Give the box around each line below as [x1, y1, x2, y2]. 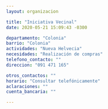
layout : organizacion [6, 8, 59, 15]
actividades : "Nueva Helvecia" [6, 46, 82, 52]
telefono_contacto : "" [6, 57, 61, 62]
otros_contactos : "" [6, 72, 57, 79]
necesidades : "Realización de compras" [6, 51, 103, 57]
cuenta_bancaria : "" [6, 89, 57, 95]
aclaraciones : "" [6, 83, 48, 89]
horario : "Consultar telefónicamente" [6, 78, 100, 84]
